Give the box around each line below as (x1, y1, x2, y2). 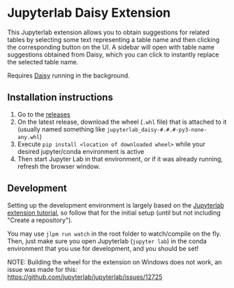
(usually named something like (17, 124, 106, 134)
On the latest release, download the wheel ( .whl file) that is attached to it (17, 117, 227, 126)
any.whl (17, 134, 40, 141)
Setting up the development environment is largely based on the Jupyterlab (7, 201, 225, 209)
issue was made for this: (7, 265, 78, 273)
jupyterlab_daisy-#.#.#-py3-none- (106, 126, 207, 134)
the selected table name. (7, 57, 79, 66)
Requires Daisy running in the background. (7, 71, 131, 80)
